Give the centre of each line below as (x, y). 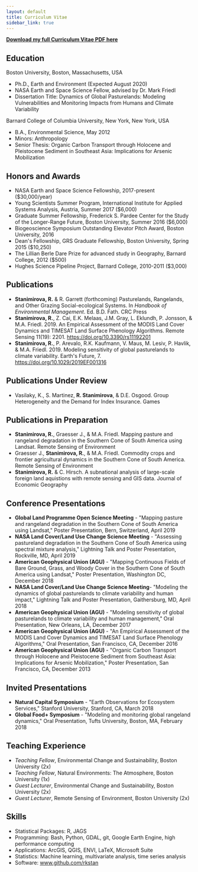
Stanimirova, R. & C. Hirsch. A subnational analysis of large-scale (95, 472)
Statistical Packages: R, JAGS (51, 831)
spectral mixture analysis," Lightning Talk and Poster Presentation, (95, 549)
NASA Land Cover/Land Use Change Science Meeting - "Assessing (98, 537)
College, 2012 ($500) (40, 260)
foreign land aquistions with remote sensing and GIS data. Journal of (98, 478)
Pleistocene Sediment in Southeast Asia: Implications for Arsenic (93, 151)
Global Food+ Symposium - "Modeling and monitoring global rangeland (103, 715)
